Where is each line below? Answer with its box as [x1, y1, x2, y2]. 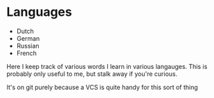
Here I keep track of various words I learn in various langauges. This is [6, 62, 208, 70]
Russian [16, 41, 39, 50]
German [16, 34, 40, 42]
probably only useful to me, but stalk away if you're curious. [6, 70, 178, 78]
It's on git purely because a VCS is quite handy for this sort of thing [6, 83, 198, 91]
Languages [6, 4, 72, 20]
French [16, 49, 37, 57]
